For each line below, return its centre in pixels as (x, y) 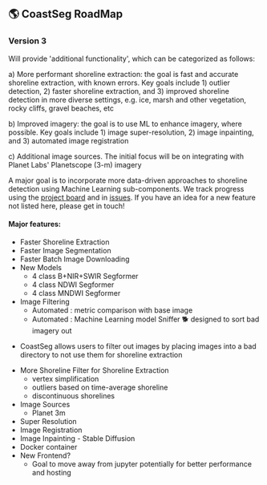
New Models (41, 267)
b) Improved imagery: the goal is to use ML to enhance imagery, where (125, 123)
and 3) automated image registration (69, 140)
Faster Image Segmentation (65, 250)
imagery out (52, 330)
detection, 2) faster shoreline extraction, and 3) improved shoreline (119, 91)
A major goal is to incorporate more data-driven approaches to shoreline (128, 180)
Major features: (35, 224)
